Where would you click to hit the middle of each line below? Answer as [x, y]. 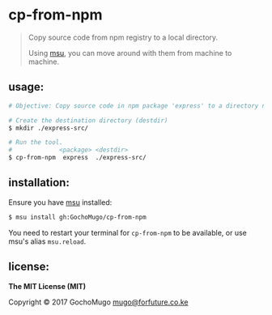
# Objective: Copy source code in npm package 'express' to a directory [134, 106]
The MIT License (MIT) [47, 286]
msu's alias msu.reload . [47, 241]
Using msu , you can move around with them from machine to [130, 53]
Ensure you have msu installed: [60, 202]
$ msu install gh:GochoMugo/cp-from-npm [78, 217]
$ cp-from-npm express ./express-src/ [78, 158]
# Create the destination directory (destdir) [88, 120]
